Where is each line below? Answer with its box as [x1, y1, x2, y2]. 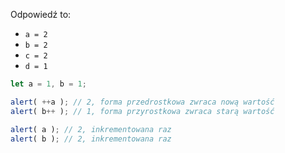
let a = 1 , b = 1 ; [10, 79, 87, 89]
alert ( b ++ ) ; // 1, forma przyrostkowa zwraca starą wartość [10, 106, 275, 116]
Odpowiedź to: [10, 9, 72, 20]
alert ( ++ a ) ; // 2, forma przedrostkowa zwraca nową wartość [10, 97, 275, 107]
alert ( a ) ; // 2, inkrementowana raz [10, 124, 172, 134]
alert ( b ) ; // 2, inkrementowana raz [10, 134, 172, 144]
